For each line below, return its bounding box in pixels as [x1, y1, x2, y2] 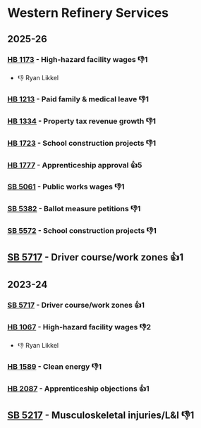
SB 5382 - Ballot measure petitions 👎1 [7, 204, 141, 214]
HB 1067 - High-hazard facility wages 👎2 [7, 322, 152, 332]
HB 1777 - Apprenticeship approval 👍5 [7, 160, 142, 170]
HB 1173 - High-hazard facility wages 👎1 [7, 54, 148, 64]
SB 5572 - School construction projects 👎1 [7, 226, 157, 236]
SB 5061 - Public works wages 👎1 [7, 182, 125, 191]
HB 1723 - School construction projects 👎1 [7, 138, 157, 148]
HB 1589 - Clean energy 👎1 [7, 362, 102, 372]
